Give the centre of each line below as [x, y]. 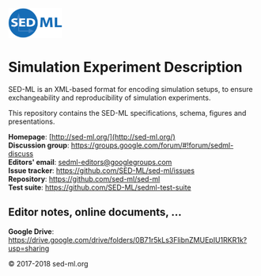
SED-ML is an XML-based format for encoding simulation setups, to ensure [130, 89]
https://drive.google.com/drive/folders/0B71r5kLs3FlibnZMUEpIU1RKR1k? [128, 240]
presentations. [32, 121]
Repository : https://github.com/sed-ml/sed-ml [84, 178]
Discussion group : [39, 145]
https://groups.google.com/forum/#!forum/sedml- [152, 145]
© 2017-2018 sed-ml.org [48, 263]
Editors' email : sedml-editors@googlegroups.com [90, 162]
